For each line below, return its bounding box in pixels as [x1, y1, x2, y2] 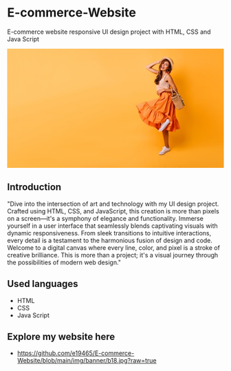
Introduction [7, 181, 62, 193]
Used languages [7, 278, 78, 290]
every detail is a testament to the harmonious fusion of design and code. [7, 236, 213, 244]
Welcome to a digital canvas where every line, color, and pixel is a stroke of [7, 243, 220, 252]
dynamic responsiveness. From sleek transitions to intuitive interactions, [7, 229, 212, 237]
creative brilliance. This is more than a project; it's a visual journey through [7, 251, 219, 259]
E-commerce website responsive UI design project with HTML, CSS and [7, 28, 211, 36]
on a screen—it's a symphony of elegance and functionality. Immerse [7, 214, 204, 222]
